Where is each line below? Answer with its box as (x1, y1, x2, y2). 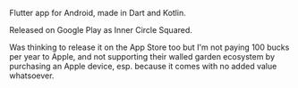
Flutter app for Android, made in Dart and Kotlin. (9, 8, 186, 18)
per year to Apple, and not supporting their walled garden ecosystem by (9, 52, 276, 61)
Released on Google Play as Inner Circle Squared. (9, 25, 192, 35)
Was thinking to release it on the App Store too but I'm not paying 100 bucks (9, 42, 290, 52)
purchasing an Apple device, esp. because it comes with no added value (9, 61, 277, 71)
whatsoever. (9, 70, 55, 81)
